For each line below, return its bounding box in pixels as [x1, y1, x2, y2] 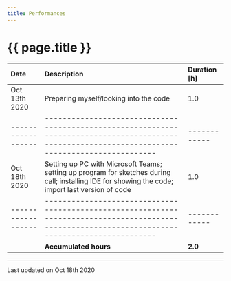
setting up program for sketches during [44, 167, 171, 177]
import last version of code [44, 185, 132, 194]
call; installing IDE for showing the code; [44, 176, 174, 186]
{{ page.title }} [7, 39, 92, 55]
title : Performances [7, 10, 67, 17]
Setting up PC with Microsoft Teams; [44, 159, 163, 169]
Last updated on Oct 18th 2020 [7, 266, 95, 274]
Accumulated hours [44, 242, 111, 251]
